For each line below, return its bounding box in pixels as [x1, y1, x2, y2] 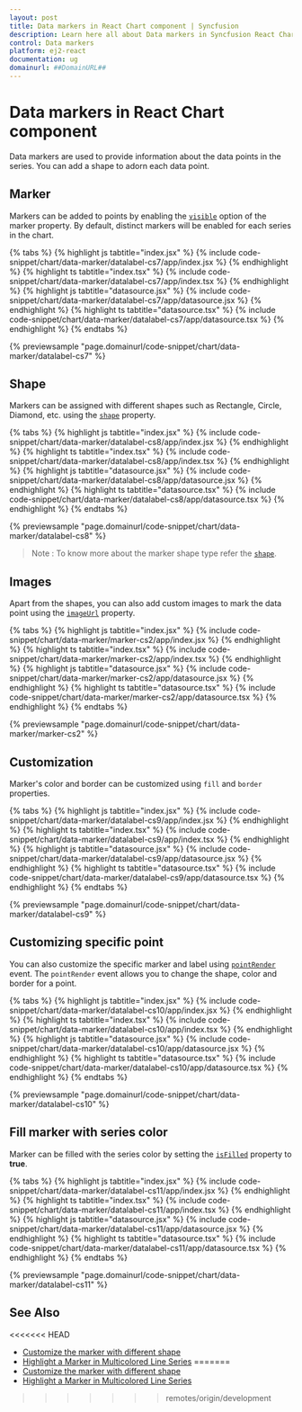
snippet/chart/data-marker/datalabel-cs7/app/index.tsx [9, 275, 215, 286]
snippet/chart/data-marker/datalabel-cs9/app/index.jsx [9, 815, 214, 826]
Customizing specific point [9, 934, 164, 950]
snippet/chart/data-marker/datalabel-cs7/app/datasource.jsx [9, 294, 235, 306]
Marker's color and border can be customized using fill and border [9, 779, 262, 790]
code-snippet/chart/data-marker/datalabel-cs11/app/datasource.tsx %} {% [9, 1242, 287, 1253]
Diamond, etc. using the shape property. [9, 410, 156, 421]
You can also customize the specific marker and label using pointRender [9, 959, 276, 970]
